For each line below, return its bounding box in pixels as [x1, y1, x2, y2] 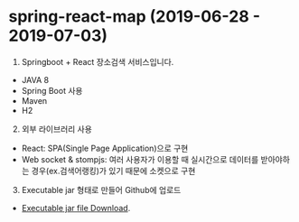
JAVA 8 [21, 74, 50, 85]
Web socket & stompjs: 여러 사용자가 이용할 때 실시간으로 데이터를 [21, 153, 259, 164]
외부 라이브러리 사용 [21, 124, 92, 134]
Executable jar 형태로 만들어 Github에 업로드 [21, 184, 182, 195]
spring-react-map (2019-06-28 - [8, 6, 261, 27]
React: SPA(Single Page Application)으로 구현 [21, 143, 189, 153]
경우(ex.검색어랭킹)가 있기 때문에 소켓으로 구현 [31, 165, 196, 176]
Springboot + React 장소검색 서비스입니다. [21, 56, 174, 67]
